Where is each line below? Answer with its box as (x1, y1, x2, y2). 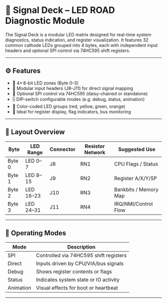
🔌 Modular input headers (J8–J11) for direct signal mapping (12, 85, 133, 91)
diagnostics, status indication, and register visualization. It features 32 (5, 37, 149, 43)
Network (84, 149, 105, 156)
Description (67, 244, 96, 251)
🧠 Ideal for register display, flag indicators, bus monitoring (12, 108, 131, 114)
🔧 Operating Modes (5, 229, 66, 237)
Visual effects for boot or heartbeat (36, 285, 118, 292)
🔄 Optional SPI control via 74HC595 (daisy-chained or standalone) (12, 90, 148, 96)
